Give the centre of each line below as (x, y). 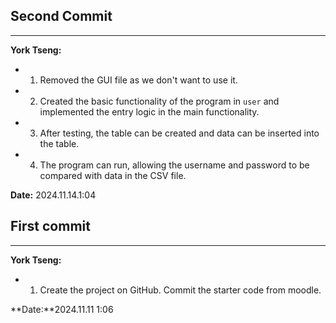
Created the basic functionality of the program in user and (159, 101)
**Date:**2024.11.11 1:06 (62, 309)
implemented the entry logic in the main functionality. (149, 111)
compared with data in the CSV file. (113, 175)
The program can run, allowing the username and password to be (174, 165)
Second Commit (61, 16)
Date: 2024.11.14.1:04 (53, 195)
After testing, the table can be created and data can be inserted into (179, 133)
